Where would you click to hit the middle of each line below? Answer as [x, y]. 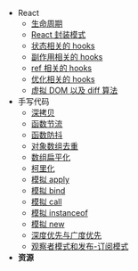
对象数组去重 [54, 146]
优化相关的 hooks [63, 79]
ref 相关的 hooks [61, 68]
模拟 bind [48, 190]
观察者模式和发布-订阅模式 [80, 246]
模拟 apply [50, 179]
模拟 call [46, 201]
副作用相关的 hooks [67, 57]
